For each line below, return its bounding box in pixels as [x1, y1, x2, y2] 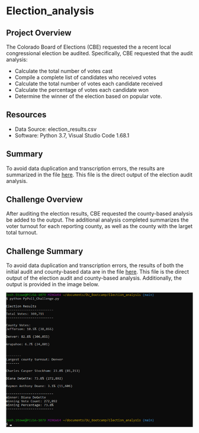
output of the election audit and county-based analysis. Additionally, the [6, 274, 182, 282]
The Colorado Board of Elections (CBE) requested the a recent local [6, 43, 172, 50]
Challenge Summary [6, 246, 84, 256]
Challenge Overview [6, 194, 83, 205]
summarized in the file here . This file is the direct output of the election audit [6, 171, 192, 178]
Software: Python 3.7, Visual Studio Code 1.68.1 [14, 131, 130, 139]
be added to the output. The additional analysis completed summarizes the [6, 216, 189, 223]
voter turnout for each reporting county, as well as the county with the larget [6, 223, 193, 230]
